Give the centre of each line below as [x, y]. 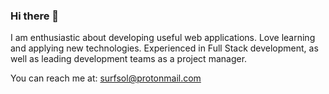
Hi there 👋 [35, 16]
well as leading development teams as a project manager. [129, 59]
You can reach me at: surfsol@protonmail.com [106, 78]
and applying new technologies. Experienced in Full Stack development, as [164, 48]
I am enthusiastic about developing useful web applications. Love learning [163, 38]
